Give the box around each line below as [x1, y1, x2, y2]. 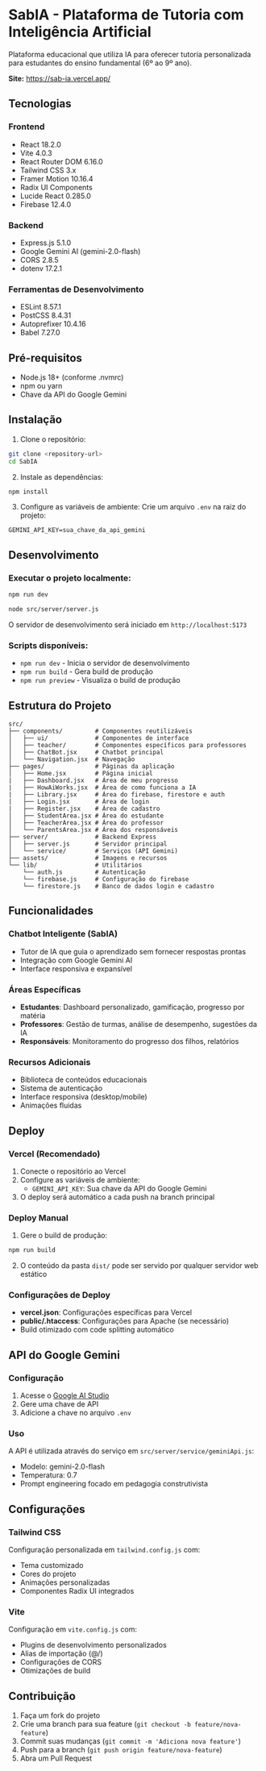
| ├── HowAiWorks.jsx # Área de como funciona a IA [8, 784, 197, 792]
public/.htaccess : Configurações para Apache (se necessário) [19, 1316, 230, 1326]
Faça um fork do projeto [19, 1711, 101, 1720]
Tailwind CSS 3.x [19, 165, 77, 175]
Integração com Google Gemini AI [19, 955, 133, 965]
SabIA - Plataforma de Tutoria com [8, 6, 244, 24]
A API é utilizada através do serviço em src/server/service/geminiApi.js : [8, 1446, 255, 1456]
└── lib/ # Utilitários [8, 861, 143, 870]
